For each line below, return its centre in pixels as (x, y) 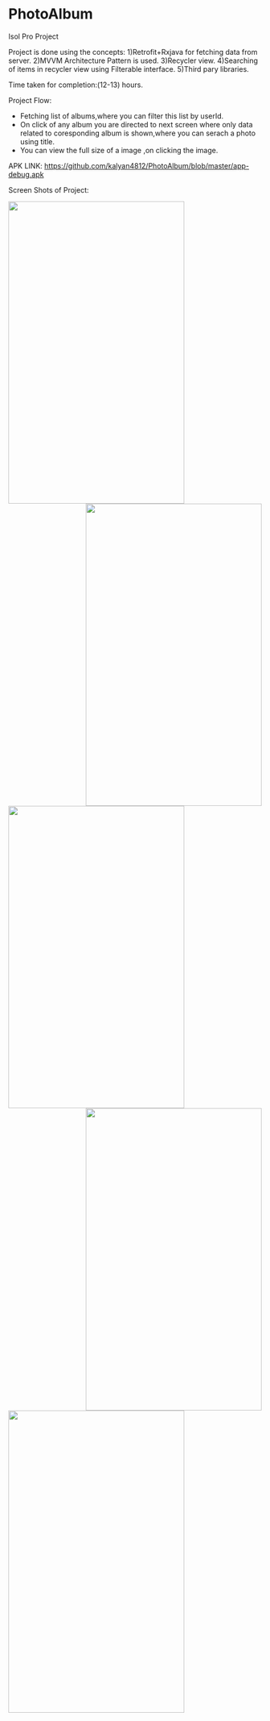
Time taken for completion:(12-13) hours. (76, 85)
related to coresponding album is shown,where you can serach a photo (137, 133)
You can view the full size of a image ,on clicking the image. (119, 150)
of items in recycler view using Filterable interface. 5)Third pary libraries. (129, 69)
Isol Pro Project (33, 36)
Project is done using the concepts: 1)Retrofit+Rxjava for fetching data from (133, 52)
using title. (37, 141)
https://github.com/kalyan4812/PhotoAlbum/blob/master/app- (146, 165)
